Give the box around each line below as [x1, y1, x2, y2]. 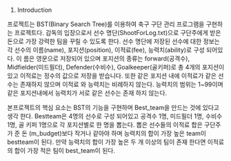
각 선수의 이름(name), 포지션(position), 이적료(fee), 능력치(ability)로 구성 [7, 46, 205, 54]
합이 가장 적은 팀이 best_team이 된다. [14, 147, 116, 154]
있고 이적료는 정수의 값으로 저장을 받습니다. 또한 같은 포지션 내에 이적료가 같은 [7, 72, 217, 80]
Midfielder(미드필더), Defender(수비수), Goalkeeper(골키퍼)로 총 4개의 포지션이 [7, 63, 225, 71]
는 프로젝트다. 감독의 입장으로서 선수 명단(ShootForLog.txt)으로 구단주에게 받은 [7, 29, 221, 36]
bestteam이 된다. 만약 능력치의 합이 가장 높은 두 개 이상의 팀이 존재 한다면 [7, 138, 206, 146]
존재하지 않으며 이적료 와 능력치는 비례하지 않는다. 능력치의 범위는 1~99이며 [19, 80, 223, 88]
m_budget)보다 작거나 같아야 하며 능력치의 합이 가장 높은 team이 [30, 129, 207, 137]
